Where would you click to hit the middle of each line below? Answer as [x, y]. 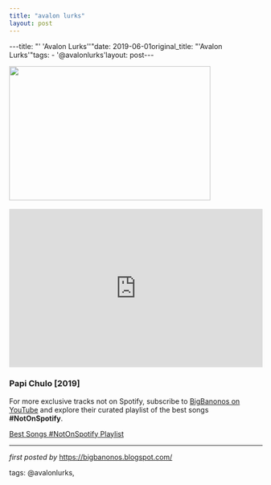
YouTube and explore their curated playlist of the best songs [109, 409]
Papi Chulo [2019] [45, 384]
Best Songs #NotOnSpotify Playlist [66, 434]
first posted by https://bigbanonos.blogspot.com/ [91, 457]
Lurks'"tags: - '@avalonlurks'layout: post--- [82, 55]
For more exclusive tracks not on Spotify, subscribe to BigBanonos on [125, 401]
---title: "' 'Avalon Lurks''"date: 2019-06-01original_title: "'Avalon [116, 46]
